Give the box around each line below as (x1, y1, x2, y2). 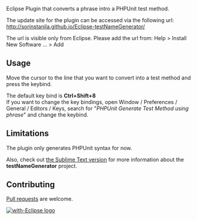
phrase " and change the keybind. (6, 111, 89, 118)
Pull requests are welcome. (6, 195, 73, 203)
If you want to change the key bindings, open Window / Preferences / (6, 98, 178, 105)
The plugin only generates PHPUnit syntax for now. (6, 144, 132, 151)
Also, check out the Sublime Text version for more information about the (6, 155, 184, 163)
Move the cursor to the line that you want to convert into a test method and (6, 74, 192, 81)
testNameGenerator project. (6, 162, 78, 169)
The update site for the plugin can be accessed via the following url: (6, 17, 174, 23)
